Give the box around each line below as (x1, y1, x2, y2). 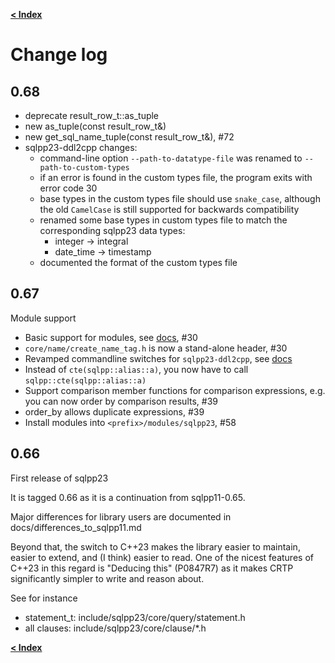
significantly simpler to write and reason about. (10, 572, 205, 584)
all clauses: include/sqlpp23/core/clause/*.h (24, 622, 207, 634)
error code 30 (39, 182, 98, 194)
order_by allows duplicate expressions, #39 (24, 405, 205, 418)
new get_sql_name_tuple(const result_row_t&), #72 (24, 131, 235, 143)
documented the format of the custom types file (39, 257, 238, 268)
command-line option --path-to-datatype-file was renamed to (39, 152, 303, 164)
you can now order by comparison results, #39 (24, 395, 218, 407)
